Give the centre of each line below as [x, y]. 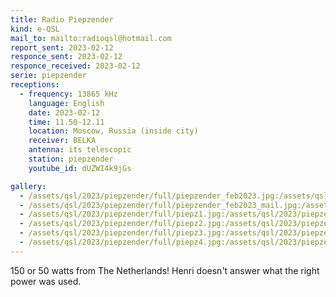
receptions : [35, 85]
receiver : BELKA [62, 141]
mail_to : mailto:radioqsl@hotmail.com [91, 38]
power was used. [46, 281]
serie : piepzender [48, 76]
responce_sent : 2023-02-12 [66, 57]
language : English [66, 103]
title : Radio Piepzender [62, 19]
